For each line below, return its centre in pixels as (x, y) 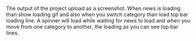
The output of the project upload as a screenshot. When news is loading (93, 8)
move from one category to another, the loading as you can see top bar (92, 27)
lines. (13, 33)
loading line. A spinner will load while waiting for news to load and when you (98, 20)
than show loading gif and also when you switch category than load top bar (97, 14)
